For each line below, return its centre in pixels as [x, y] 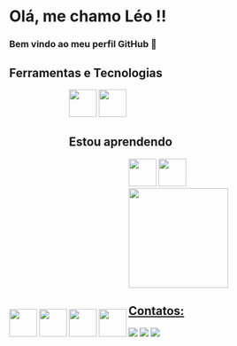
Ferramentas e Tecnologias [86, 73]
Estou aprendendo [120, 142]
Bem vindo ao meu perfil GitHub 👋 [83, 44]
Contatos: [156, 311]
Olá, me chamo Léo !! [88, 16]
